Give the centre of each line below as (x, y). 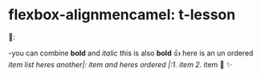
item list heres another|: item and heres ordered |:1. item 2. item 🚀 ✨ (120, 64)
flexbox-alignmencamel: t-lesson (122, 15)
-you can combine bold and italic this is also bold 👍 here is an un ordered (131, 53)
